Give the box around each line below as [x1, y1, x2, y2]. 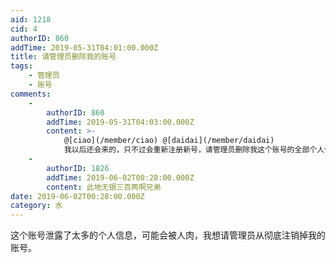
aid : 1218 [10, 14, 52, 25]
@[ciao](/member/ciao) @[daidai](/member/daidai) [63, 136, 275, 146]
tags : [10, 61, 33, 71]
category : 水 [10, 201, 63, 211]
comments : [10, 89, 52, 99]
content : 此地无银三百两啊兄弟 [46, 182, 162, 192]
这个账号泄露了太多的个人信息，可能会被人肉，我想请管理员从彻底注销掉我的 [10, 229, 326, 241]
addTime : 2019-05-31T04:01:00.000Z [10, 42, 159, 53]
